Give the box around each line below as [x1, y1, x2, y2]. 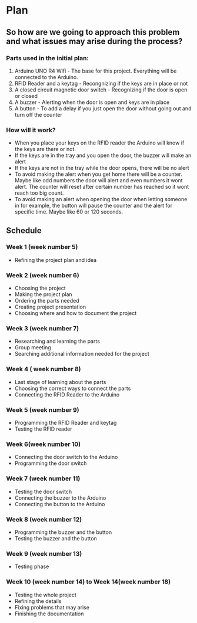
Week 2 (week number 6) [6, 271, 79, 279]
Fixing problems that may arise [14, 604, 90, 611]
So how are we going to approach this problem [6, 27, 180, 37]
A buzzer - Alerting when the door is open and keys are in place [14, 99, 170, 106]
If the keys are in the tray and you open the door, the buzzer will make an [14, 152, 192, 159]
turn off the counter [14, 111, 63, 118]
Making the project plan [14, 291, 72, 298]
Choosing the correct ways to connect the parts [14, 385, 131, 392]
